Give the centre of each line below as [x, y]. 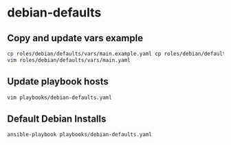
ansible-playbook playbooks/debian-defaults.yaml [80, 135]
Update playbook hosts [58, 81]
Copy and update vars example [75, 38]
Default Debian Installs [57, 119]
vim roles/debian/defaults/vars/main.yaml [69, 60]
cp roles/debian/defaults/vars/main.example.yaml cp [84, 54]
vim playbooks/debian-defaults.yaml [59, 98]
